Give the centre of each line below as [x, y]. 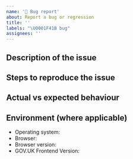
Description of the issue [51, 58]
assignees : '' [24, 34]
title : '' [18, 22]
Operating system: [37, 132]
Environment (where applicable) [67, 118]
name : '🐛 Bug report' [33, 12]
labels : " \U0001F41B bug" [38, 28]
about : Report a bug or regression [50, 17]
